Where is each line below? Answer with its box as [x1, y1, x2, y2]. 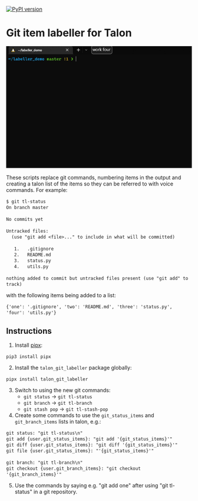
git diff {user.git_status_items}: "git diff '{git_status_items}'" [6, 442, 178, 448]
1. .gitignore [14, 246, 54, 252]
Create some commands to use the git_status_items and [14, 412, 154, 419]
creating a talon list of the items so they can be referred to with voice [6, 180, 174, 187]
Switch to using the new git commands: [14, 387, 111, 394]
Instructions [6, 326, 52, 336]
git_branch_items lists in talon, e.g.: [14, 418, 101, 425]
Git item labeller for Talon [6, 27, 132, 40]
